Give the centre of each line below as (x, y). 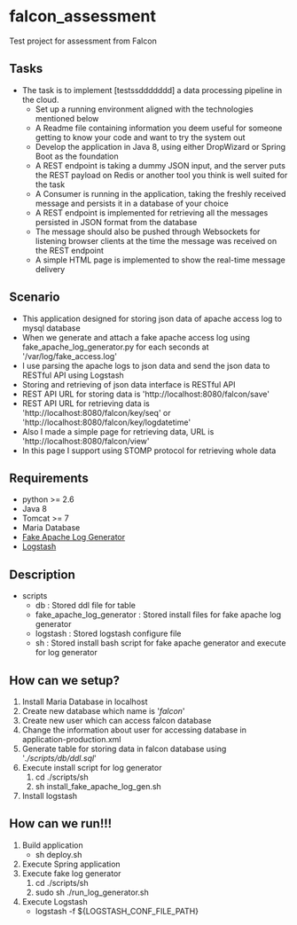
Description (42, 574)
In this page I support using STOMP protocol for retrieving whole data (149, 451)
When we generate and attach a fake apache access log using (136, 337)
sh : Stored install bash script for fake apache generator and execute (160, 643)
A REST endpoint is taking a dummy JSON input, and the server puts (160, 165)
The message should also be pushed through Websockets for (148, 231)
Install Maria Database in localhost (85, 702)
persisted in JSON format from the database (116, 222)
